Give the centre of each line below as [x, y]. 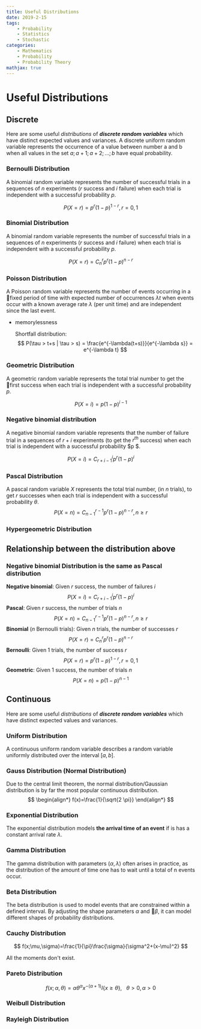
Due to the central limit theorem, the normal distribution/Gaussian [87, 784]
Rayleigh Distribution [37, 1019]
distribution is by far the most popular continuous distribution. [82, 790]
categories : [21, 46]
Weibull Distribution [36, 1003]
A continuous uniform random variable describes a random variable [90, 749]
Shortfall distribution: [41, 334]
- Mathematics [34, 51]
